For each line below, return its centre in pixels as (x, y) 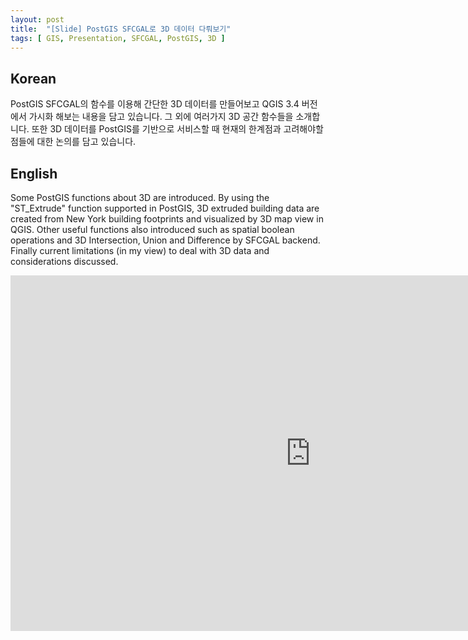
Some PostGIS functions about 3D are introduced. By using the (140, 197)
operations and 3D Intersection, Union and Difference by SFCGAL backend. (165, 240)
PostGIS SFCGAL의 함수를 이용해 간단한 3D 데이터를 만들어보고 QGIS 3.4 (155, 104)
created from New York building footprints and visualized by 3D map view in (167, 219)
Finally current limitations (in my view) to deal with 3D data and (140, 250)
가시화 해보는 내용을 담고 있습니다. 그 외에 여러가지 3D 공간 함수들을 (161, 117)
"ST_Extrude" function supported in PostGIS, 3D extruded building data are (165, 208)
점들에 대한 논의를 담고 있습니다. (73, 142)
